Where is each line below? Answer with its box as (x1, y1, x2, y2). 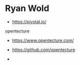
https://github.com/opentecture (12, 47, 75, 52)
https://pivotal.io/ (12, 19, 47, 25)
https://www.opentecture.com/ (12, 37, 74, 43)
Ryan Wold (5, 3, 49, 14)
